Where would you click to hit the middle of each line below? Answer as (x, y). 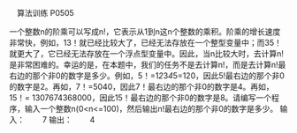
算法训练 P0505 (46, 13)
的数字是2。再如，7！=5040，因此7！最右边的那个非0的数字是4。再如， (141, 87)
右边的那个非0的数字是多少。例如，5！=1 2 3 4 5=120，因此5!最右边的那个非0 (147, 76)
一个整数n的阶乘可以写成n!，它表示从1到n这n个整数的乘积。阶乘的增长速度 (145, 32)
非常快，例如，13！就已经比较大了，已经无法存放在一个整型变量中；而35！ (146, 43)
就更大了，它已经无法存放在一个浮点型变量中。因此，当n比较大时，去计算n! (147, 54)
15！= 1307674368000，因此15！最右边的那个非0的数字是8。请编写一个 (141, 98)
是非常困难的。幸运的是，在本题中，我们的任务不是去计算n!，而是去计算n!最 (148, 65)
